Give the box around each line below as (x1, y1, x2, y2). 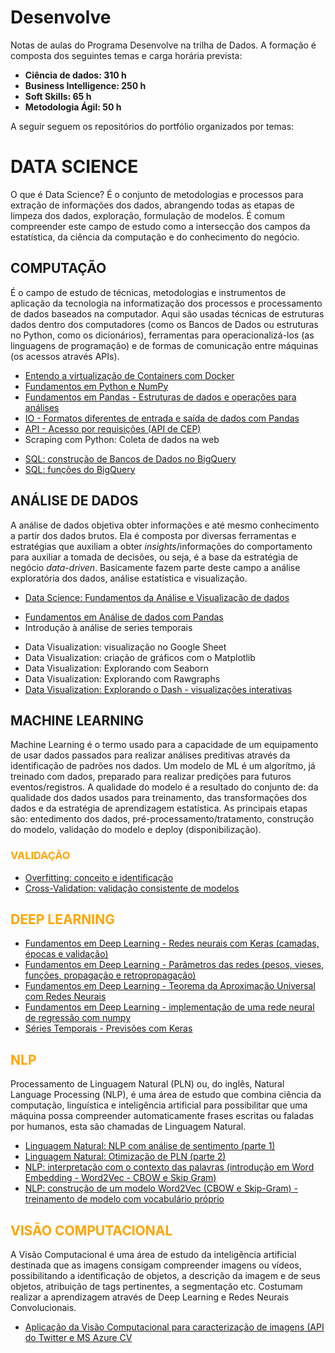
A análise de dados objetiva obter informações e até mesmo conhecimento (10, 519, 320, 531)
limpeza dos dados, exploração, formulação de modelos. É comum (10, 209, 286, 221)
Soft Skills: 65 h (24, 90, 92, 102)
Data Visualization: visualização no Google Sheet (24, 641, 227, 653)
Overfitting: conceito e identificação (24, 871, 174, 883)
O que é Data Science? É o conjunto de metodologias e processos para (10, 188, 304, 200)
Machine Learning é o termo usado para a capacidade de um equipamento (10, 739, 319, 751)
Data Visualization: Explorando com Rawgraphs (24, 672, 221, 685)
